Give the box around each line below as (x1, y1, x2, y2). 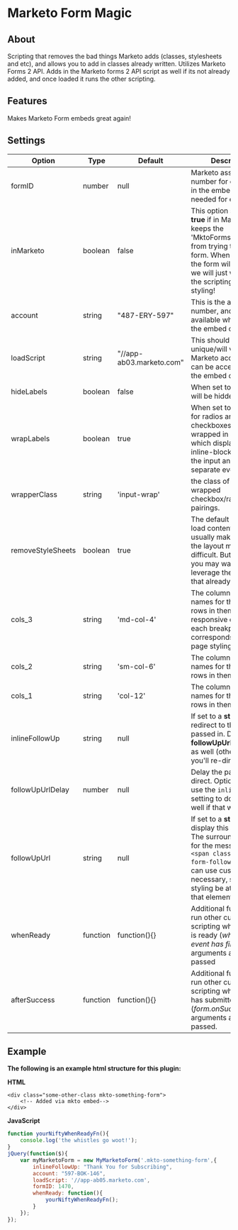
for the (191, 841, 213, 851)
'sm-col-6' (117, 661, 156, 671)
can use (191, 865, 217, 875)
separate (191, 465, 221, 475)
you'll (191, 755, 209, 765)
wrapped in (191, 429, 229, 439)
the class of (191, 476, 230, 486)
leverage (191, 567, 220, 577)
